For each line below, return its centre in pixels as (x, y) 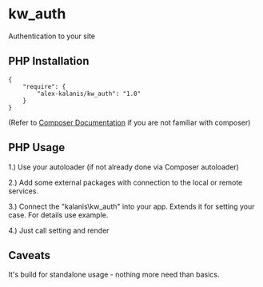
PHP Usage (37, 147)
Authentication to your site (52, 36)
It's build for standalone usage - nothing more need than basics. (114, 275)
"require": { (44, 86)
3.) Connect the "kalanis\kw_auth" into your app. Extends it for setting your (131, 206)
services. (23, 191)
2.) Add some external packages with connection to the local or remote (126, 182)
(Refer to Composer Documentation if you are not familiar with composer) (130, 122)
